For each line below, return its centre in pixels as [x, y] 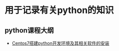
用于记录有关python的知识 [59, 10]
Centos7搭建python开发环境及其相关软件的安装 [60, 43]
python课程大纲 [29, 30]
